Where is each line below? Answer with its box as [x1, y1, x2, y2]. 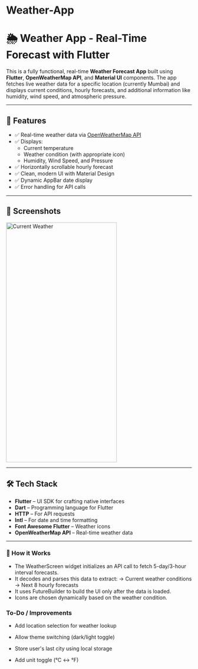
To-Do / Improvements [6, 609, 72, 617]
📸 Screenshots [6, 206, 61, 216]
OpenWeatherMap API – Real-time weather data [14, 529, 133, 536]
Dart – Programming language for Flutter [14, 504, 114, 511]
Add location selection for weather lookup [14, 622, 117, 629]
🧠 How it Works [6, 549, 51, 557]
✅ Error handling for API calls [14, 183, 86, 190]
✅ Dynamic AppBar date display [14, 177, 93, 184]
